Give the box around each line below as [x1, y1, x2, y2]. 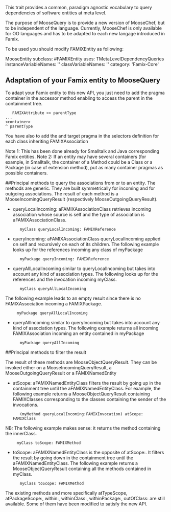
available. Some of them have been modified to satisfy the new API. [5, 501, 148, 507]
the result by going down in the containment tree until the [12, 455, 134, 461]
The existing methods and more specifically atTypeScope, [5, 489, 128, 496]
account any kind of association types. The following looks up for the [12, 271, 158, 277]
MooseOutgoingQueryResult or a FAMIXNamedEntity [5, 370, 116, 376]
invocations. [12, 402, 39, 408]
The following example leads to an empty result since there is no [5, 295, 141, 301]
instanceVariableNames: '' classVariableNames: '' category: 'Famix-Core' [5, 61, 159, 67]
